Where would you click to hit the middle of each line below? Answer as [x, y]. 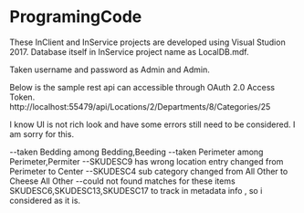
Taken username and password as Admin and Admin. [110, 69]
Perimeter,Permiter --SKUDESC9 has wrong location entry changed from [147, 161]
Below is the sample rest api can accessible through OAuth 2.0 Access [142, 87]
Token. [22, 97]
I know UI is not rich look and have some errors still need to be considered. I [152, 124]
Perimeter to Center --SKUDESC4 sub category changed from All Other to [149, 171]
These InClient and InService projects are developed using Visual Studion [147, 42]
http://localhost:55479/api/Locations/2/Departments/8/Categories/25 [140, 106]
